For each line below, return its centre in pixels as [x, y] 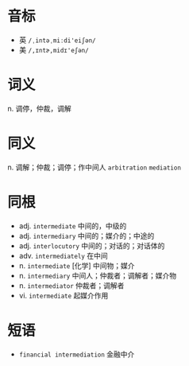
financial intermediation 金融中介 [77, 354]
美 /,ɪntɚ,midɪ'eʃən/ [54, 49]
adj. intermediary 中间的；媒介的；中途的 [87, 236]
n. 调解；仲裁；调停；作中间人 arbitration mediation [94, 167]
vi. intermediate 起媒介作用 [64, 295]
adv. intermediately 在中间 [63, 255]
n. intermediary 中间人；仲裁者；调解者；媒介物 [97, 275]
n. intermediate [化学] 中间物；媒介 [77, 265]
